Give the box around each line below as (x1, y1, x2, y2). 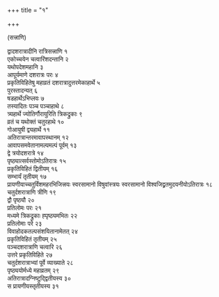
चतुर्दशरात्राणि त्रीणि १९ (7, 188, 57, 196)
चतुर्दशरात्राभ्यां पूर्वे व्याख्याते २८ (7, 259, 74, 266)
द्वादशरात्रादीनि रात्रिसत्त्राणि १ (7, 47, 68, 55)
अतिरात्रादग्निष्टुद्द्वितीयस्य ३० (7, 274, 72, 282)
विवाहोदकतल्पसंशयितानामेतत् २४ (7, 227, 79, 235)
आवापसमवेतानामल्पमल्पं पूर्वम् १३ (7, 141, 77, 149)
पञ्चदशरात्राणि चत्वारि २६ (7, 243, 63, 251)
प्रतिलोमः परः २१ (7, 204, 42, 211)
